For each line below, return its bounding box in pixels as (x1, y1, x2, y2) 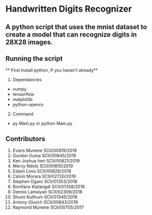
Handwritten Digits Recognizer (5, 3, 132, 15)
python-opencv (12, 102, 44, 107)
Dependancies (12, 77, 42, 83)
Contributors (5, 135, 46, 143)
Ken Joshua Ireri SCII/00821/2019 (12, 158, 80, 164)
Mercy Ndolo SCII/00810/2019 (12, 163, 73, 169)
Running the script (5, 54, 63, 63)
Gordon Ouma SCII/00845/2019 (12, 153, 77, 159)
